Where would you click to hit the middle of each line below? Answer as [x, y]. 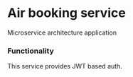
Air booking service [66, 13]
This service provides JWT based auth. [65, 66]
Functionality [31, 51]
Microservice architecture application [62, 32]
